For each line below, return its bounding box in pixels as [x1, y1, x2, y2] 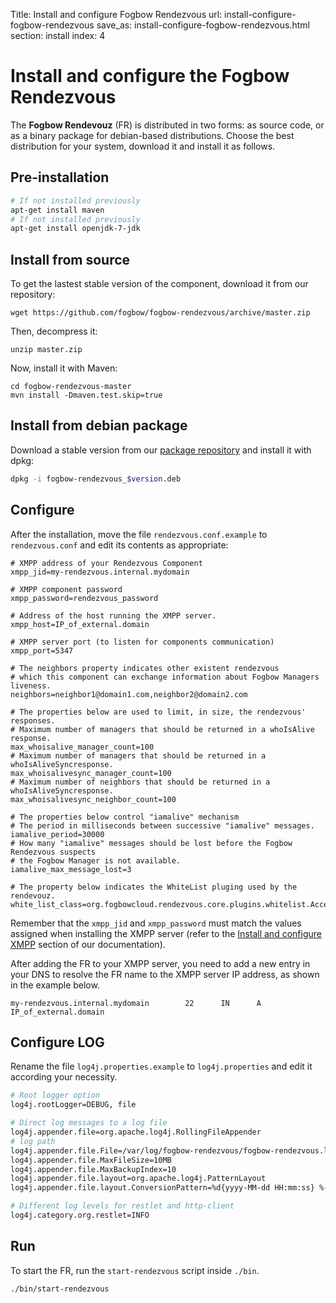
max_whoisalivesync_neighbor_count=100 [10, 794, 177, 804]
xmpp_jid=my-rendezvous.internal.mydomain [10, 567, 190, 577]
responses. [10, 715, 56, 726]
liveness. [10, 680, 52, 691]
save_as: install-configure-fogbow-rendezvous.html [96, 19, 310, 31]
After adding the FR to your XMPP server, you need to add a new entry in [10, 957, 311, 969]
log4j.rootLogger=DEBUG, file [10, 1100, 137, 1110]
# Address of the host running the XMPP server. [10, 610, 217, 621]
